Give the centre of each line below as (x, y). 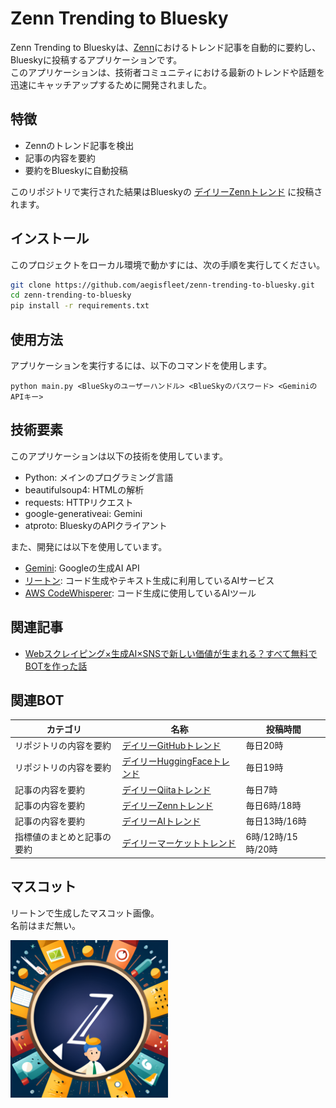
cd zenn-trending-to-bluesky (71, 295)
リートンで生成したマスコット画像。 (85, 913)
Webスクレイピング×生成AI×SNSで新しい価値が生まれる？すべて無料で (171, 653)
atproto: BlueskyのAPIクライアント (96, 525)
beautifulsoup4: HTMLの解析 (84, 489)
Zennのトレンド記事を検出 (79, 145)
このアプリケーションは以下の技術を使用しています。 (119, 456)
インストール (50, 238)
